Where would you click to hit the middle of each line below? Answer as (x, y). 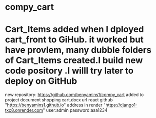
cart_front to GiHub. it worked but (74, 40)
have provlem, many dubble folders (78, 50)
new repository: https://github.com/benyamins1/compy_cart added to (74, 95)
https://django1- (122, 105)
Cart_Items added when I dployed (75, 29)
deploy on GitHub (41, 81)
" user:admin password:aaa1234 (75, 110)
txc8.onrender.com (24, 110)
